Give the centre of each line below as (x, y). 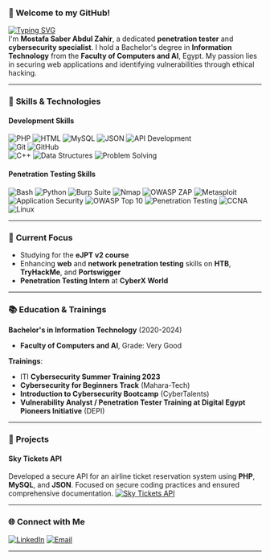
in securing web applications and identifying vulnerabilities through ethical (131, 64)
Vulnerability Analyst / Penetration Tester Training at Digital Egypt (133, 402)
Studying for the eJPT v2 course (74, 255)
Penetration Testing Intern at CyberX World (94, 280)
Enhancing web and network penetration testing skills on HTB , (125, 263)
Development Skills (41, 121)
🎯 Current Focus (41, 237)
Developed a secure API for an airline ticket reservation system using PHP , (132, 476)
